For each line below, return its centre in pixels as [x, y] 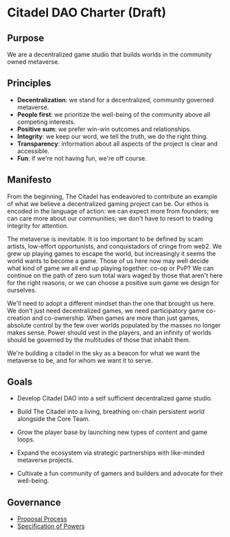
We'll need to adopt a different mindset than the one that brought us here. [111, 303]
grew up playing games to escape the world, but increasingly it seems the [112, 253]
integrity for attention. [38, 225]
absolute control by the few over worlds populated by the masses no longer [114, 325]
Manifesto [30, 180]
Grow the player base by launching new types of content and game [112, 432]
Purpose [26, 38]
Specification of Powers [51, 526]
